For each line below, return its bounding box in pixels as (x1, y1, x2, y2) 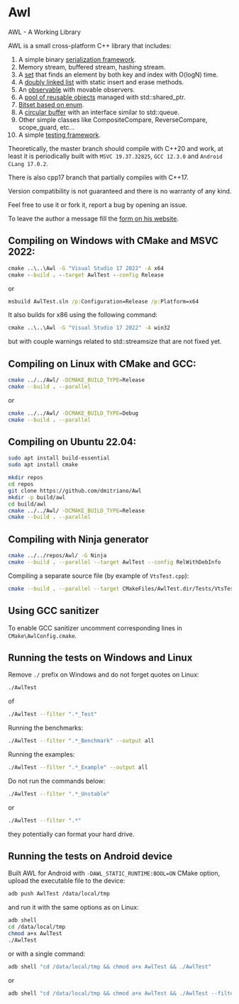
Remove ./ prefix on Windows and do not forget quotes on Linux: (8, 671, 199, 679)
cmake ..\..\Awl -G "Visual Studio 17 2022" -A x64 (8, 264, 164, 272)
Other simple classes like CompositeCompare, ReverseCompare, (18, 115, 208, 124)
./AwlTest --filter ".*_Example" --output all (8, 764, 148, 771)
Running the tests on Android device (8, 850, 173, 862)
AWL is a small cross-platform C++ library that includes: (8, 41, 172, 50)
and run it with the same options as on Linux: (8, 903, 139, 912)
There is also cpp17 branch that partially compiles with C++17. (8, 173, 189, 182)
